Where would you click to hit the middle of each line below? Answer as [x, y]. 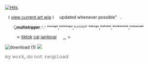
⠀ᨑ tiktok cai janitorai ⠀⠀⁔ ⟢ [42, 37]
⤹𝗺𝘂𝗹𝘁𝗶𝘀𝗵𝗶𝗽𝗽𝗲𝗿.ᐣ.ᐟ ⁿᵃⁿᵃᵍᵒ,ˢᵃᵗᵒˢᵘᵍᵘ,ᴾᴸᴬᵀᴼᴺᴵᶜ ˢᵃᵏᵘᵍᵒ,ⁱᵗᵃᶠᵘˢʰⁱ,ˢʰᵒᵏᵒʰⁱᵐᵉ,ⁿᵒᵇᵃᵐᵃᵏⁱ [79, 27]
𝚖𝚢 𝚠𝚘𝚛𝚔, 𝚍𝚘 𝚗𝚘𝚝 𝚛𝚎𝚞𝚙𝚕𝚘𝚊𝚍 [37, 56]
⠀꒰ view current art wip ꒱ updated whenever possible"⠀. [63, 17]
